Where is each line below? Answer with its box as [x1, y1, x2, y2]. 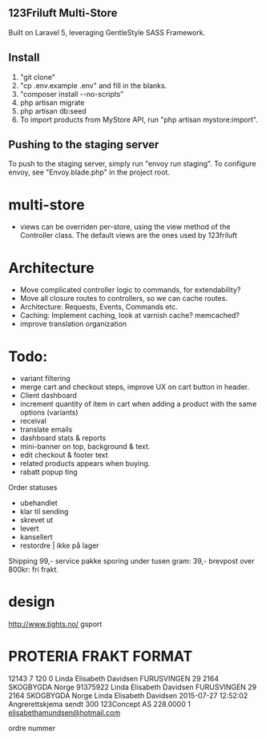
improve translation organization [19, 319, 127, 329]
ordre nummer [8, 724, 56, 733]
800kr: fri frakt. [8, 564, 58, 575]
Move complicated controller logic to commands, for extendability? [19, 285, 241, 295]
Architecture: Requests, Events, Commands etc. [19, 302, 179, 311]
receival [19, 416, 46, 426]
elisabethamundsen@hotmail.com [8, 708, 121, 717]
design [8, 592, 55, 611]
